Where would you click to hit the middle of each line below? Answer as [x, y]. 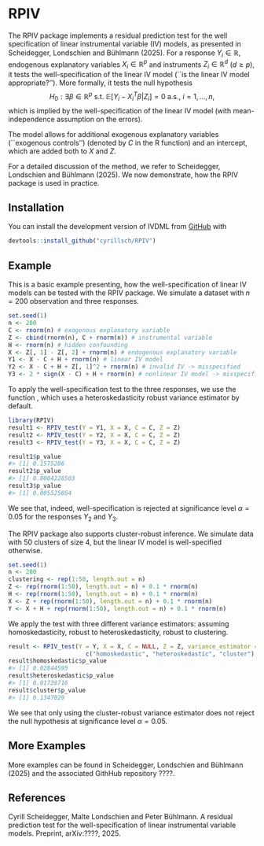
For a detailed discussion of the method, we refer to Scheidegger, [114, 166]
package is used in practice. [54, 183]
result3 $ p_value [35, 486]
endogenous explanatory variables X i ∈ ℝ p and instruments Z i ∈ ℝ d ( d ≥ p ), [132, 65]
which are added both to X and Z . [62, 151]
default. [21, 406]
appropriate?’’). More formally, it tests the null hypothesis [100, 83]
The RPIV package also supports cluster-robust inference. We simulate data [131, 534]
